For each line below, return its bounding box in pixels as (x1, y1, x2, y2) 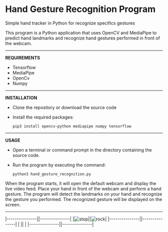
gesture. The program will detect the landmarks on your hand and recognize (5, 191, 162, 197)
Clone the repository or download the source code (12, 104, 116, 110)
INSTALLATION (5, 94, 37, 100)
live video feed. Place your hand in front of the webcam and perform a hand (5, 185, 161, 191)
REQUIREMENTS (5, 54, 40, 60)
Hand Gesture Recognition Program (5, 3, 156, 15)
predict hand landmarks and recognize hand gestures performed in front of (5, 35, 160, 41)
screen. (5, 201, 21, 207)
